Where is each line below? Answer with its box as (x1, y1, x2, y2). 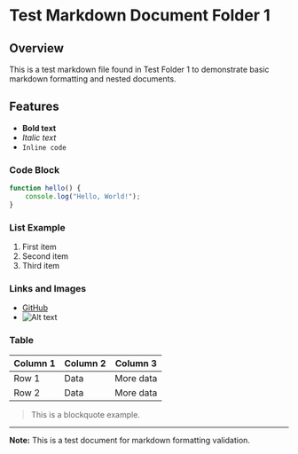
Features (9, 99, 59, 114)
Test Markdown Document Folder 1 (9, 5, 271, 26)
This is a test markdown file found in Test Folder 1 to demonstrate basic (9, 64, 270, 74)
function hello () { (9, 184, 82, 193)
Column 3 (114, 356, 158, 369)
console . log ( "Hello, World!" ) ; (25, 192, 141, 200)
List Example (9, 221, 67, 233)
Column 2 (64, 356, 106, 369)
